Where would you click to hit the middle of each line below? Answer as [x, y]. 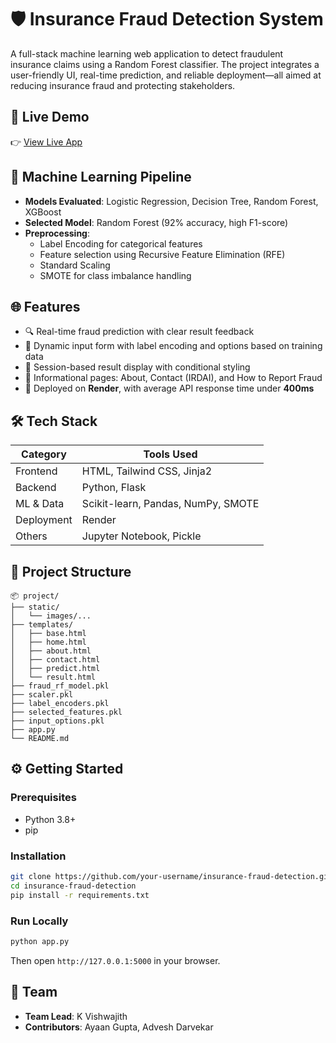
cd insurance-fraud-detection [73, 886]
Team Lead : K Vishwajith [76, 1016]
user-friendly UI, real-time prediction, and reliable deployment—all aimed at [166, 75]
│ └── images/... [51, 616]
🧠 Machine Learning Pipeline [101, 177]
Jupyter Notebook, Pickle [141, 536]
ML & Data [40, 504]
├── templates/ [42, 625]
